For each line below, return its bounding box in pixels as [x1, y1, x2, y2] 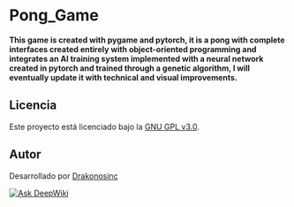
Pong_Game [9, 5, 99, 26]
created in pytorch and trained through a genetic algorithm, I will [9, 63, 250, 73]
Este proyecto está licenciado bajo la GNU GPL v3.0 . [9, 121, 200, 132]
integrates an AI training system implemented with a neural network [9, 53, 264, 64]
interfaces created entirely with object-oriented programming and [9, 43, 257, 54]
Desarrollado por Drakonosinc [9, 170, 118, 181]
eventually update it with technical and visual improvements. [9, 72, 238, 82]
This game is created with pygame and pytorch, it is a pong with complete [9, 34, 285, 45]
